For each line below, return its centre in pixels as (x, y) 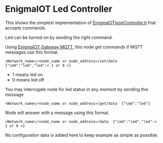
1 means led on (27, 74)
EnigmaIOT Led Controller (59, 9)
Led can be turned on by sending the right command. (59, 37)
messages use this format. (32, 52)
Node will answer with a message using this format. (57, 113)
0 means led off (28, 80)
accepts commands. (26, 28)
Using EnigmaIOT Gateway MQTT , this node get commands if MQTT (74, 47)
